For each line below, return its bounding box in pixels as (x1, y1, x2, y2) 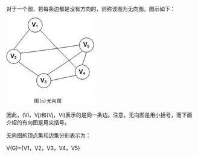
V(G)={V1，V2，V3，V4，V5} (6, 144, 80, 152)
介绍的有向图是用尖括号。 (6, 119, 70, 126)
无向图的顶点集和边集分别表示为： (6, 132, 91, 139)
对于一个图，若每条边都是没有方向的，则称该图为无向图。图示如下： (6, 5, 176, 12)
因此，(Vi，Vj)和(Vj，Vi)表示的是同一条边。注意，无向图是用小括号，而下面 (6, 111, 193, 118)
